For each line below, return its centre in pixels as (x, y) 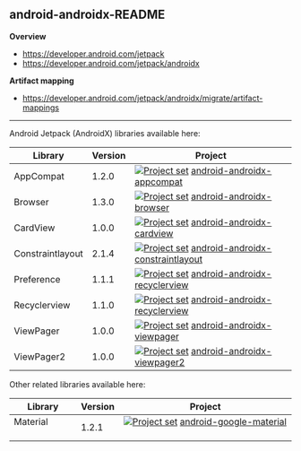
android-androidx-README (87, 15)
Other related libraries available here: (77, 384)
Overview (28, 36)
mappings (41, 108)
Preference (37, 279)
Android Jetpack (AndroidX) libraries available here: (105, 133)
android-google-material (233, 421)
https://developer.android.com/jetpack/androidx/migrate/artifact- (142, 98)
